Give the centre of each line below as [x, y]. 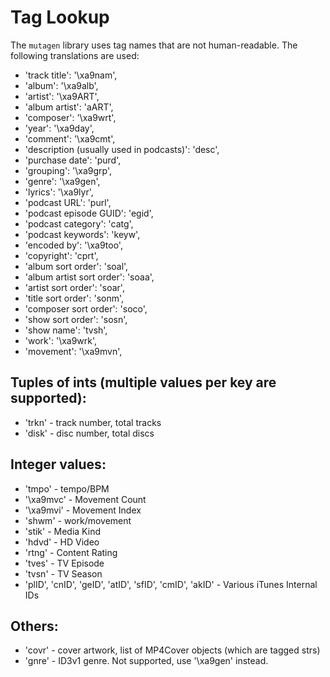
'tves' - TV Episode [64, 563]
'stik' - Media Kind [62, 531]
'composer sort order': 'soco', [86, 308]
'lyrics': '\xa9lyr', [59, 192]
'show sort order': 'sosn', [76, 319]
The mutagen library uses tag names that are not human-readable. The [154, 45]
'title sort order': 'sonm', [74, 298]
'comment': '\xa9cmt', [70, 138]
